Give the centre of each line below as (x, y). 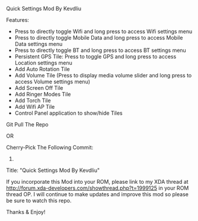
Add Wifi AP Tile (35, 107)
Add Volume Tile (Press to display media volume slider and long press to (103, 75)
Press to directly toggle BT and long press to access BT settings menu (100, 50)
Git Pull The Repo (27, 124)
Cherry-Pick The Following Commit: (50, 147)
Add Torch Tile (33, 100)
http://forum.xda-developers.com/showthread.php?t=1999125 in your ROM (98, 188)
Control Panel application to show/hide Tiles (68, 113)
